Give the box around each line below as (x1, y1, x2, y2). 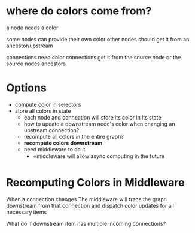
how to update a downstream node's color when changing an (23, 120, 175, 127)
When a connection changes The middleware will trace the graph (6, 195, 167, 202)
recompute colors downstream (23, 139, 103, 147)
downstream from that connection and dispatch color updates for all (6, 202, 175, 209)
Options (6, 81, 47, 95)
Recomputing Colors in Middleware (6, 176, 185, 190)
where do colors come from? (6, 4, 152, 18)
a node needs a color (6, 24, 59, 31)
